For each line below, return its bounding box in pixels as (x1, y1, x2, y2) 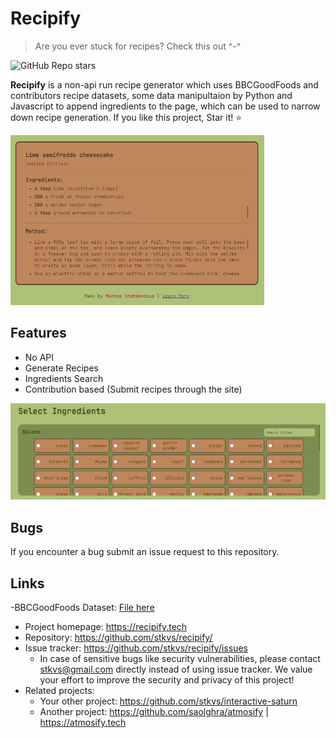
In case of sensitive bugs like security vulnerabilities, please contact (39, 652, 321, 664)
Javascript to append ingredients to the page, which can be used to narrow (10, 100, 321, 112)
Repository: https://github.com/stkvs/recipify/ (24, 631, 213, 643)
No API (24, 351, 55, 363)
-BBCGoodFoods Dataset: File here (10, 601, 155, 613)
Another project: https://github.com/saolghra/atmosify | (39, 705, 269, 717)
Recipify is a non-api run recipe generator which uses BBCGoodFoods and (10, 78, 319, 91)
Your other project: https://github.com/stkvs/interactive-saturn (39, 695, 298, 707)
